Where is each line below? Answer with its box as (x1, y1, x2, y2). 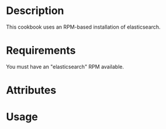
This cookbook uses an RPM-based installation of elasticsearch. (6, 23, 161, 30)
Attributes (6, 83, 57, 97)
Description (6, 4, 64, 18)
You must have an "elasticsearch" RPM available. (6, 63, 124, 70)
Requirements (6, 44, 76, 57)
